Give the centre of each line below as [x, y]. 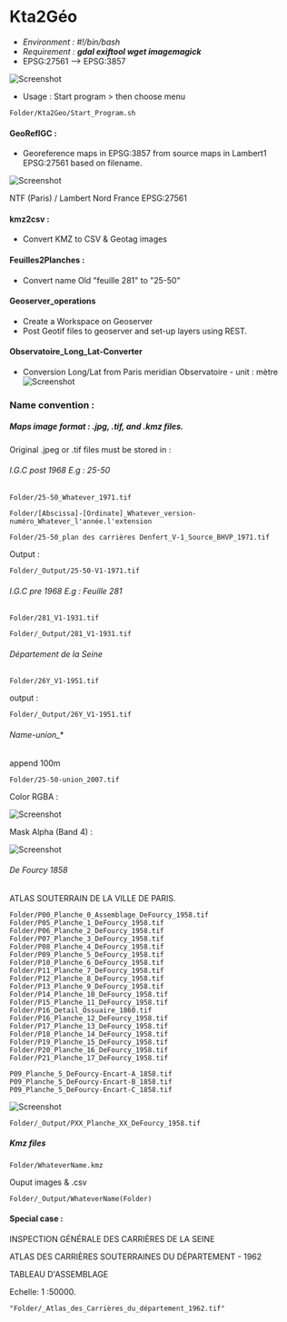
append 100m [35, 763]
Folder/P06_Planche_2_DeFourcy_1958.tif [87, 930]
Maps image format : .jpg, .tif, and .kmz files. [97, 427]
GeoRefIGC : [33, 133]
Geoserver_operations [53, 301]
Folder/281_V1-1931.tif [54, 618]
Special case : [36, 1218]
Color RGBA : [34, 796]
